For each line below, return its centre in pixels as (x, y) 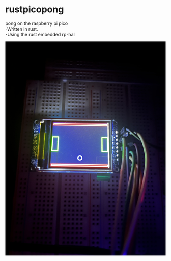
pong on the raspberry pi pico (37, 23)
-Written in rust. (22, 29)
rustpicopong (35, 9)
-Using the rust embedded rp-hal (40, 34)
